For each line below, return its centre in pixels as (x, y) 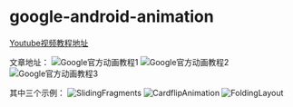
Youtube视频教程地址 (49, 43)
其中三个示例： (37, 92)
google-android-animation (112, 17)
